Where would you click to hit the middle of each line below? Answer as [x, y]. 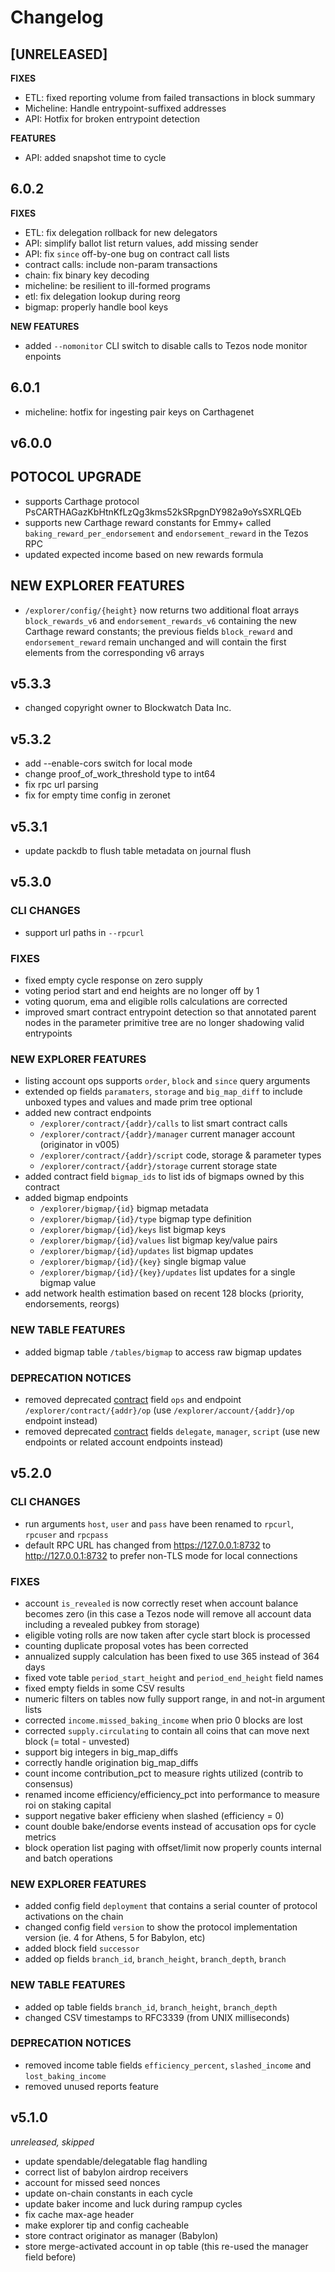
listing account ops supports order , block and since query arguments [167, 1081]
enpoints [43, 356]
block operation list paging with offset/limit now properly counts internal [173, 1847]
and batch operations [68, 1858]
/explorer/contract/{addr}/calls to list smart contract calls [163, 1123]
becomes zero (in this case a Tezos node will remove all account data [168, 1613]
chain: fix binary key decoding [87, 275]
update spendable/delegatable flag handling [116, 2161]
